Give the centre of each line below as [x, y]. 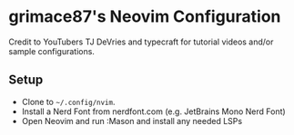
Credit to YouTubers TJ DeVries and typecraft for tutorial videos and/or [141, 42]
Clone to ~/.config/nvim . [68, 101]
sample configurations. [51, 51]
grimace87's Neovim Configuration [145, 17]
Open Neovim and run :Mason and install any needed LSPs [132, 121]
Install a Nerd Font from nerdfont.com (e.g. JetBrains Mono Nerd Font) [153, 111]
